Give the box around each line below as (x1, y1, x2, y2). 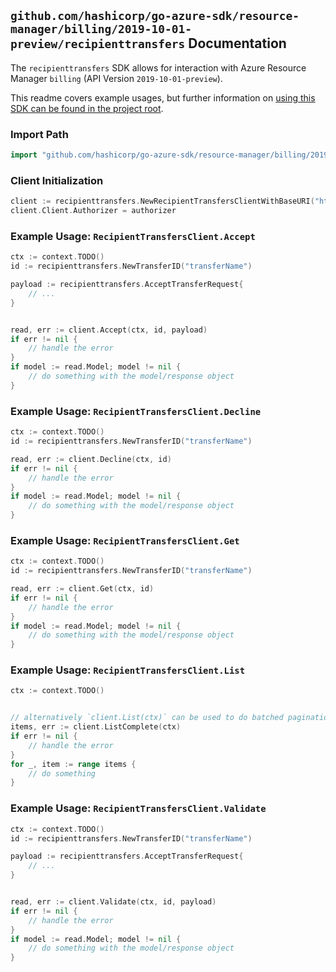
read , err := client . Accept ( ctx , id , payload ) (10, 325, 208, 335)
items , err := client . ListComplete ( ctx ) (10, 722, 182, 732)
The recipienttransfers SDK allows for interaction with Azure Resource (10, 61, 307, 74)
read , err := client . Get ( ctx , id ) (10, 584, 155, 594)
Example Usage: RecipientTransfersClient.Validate (10, 801, 267, 815)
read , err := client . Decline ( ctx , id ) (10, 454, 172, 464)
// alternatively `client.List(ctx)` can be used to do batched (10, 713, 284, 723)
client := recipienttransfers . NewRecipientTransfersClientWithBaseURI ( (10, 196, 315, 207)
